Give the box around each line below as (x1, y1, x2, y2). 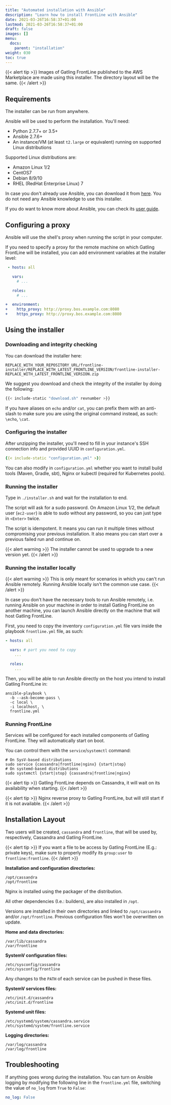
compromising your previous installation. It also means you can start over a (5, 531, 163, 537)
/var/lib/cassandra (5, 939, 47, 944)
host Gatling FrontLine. (5, 613, 53, 619)
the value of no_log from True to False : (5, 1085, 86, 1091)
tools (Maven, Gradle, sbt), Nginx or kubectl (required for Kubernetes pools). (5, 470, 165, 476)
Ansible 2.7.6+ (12, 133, 43, 140)
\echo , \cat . (5, 416, 30, 422)
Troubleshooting (5, 1061, 60, 1069)
